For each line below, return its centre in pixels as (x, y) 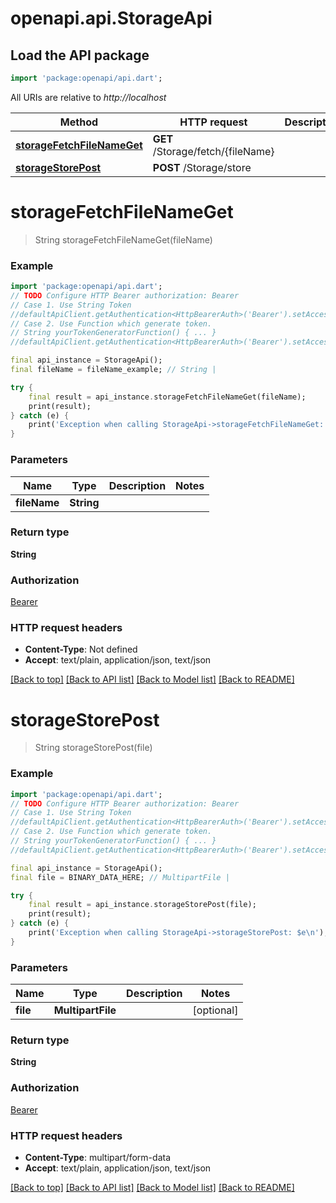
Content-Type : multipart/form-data (98, 1157)
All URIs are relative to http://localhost (88, 97)
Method (79, 122)
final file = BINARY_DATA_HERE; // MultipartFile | (120, 877)
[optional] (215, 1010)
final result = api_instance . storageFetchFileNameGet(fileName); (167, 397)
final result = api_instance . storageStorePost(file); (142, 905)
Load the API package (80, 55)
